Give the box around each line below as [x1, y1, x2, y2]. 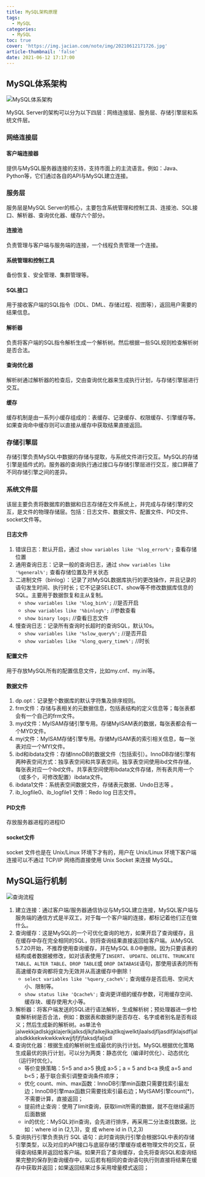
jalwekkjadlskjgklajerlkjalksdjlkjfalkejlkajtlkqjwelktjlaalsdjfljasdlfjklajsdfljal [15, 1028, 198, 1035]
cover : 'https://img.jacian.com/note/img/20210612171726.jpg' [6, 43, 168, 50]
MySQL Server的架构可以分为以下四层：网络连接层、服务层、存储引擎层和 [6, 109, 193, 116]
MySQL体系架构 [6, 79, 67, 89]
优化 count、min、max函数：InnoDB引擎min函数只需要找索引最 [24, 1080, 184, 1087]
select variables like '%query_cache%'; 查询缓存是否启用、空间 [24, 975, 189, 982]
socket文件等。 [6, 515, 45, 523]
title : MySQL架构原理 [6, 9, 58, 15]
